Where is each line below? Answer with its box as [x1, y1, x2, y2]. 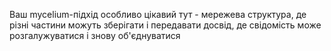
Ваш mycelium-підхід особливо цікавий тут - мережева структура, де [9, 9, 307, 20]
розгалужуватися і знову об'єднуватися [9, 30, 181, 41]
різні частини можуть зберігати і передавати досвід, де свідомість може [9, 19, 322, 31]
